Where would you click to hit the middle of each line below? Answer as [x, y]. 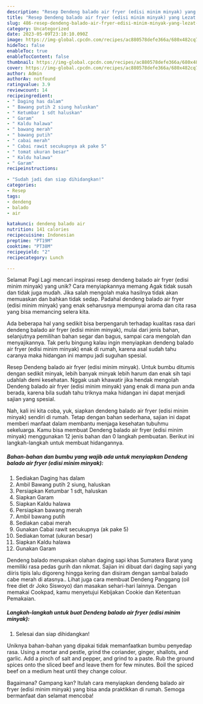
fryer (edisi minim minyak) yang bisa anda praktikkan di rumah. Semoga [96, 690]
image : [15, 40]
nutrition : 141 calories [38, 229]
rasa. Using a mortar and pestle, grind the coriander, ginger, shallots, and [98, 652]
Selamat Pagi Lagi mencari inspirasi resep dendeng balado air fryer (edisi [98, 280]
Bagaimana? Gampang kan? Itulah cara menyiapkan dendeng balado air [96, 683]
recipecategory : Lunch [35, 257]
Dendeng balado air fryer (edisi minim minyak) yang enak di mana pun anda [101, 387]
